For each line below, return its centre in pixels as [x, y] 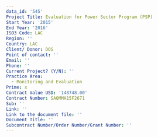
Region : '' [19, 38]
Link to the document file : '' [44, 114]
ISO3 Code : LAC [25, 33]
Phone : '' [18, 66]
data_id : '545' [25, 11]
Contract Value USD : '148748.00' [47, 93]
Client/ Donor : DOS [30, 50]
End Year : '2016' [27, 28]
